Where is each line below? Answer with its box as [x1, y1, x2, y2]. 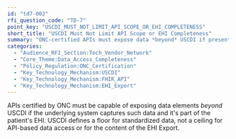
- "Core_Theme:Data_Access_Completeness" [13, 56, 137, 63]
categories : [7, 43, 42, 50]
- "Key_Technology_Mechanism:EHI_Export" [13, 82, 137, 89]
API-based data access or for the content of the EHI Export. [7, 124, 181, 132]
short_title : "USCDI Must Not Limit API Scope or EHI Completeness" [7, 29, 212, 37]
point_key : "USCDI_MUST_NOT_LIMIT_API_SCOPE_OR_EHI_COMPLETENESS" [7, 23, 206, 30]
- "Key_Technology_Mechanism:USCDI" [13, 69, 121, 76]
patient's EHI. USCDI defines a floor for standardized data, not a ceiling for [7, 117, 223, 125]
